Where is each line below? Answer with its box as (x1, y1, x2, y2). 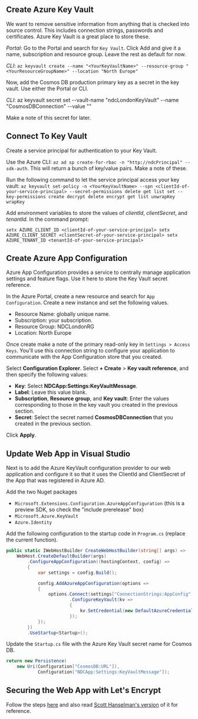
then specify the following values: (6, 371, 88, 378)
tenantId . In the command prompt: (6, 215, 90, 223)
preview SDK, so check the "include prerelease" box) (14, 506, 144, 513)
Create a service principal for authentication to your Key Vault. (6, 147, 157, 154)
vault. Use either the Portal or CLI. (6, 85, 88, 92)
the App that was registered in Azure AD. (6, 477, 105, 484)
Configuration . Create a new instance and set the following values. (6, 299, 169, 306)
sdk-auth (6, 165, 28, 172)
